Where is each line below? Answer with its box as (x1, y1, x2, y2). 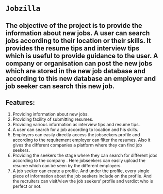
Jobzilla (5, 4, 41, 13)
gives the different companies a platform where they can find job (12, 142, 142, 148)
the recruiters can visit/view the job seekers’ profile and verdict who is (12, 178, 153, 184)
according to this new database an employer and (5, 74, 156, 82)
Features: (5, 98, 35, 107)
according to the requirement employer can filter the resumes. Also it (12, 137, 151, 143)
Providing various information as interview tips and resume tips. (12, 122, 140, 128)
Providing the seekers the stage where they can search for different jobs (12, 152, 158, 159)
